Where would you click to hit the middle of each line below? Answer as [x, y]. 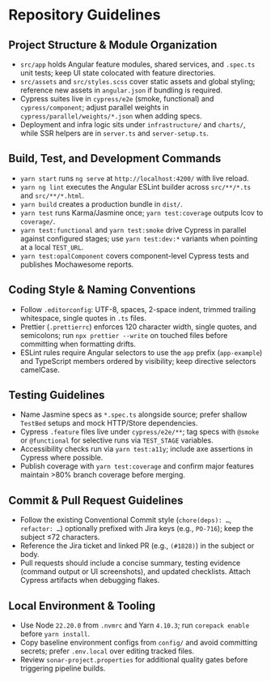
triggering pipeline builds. [63, 668]
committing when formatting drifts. [78, 344]
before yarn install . [55, 634]
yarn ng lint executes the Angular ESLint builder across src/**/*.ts [135, 186]
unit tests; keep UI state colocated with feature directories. [118, 73]
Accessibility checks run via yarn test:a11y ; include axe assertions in [136, 449]
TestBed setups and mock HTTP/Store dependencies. [109, 423]
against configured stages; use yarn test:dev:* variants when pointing [139, 238]
